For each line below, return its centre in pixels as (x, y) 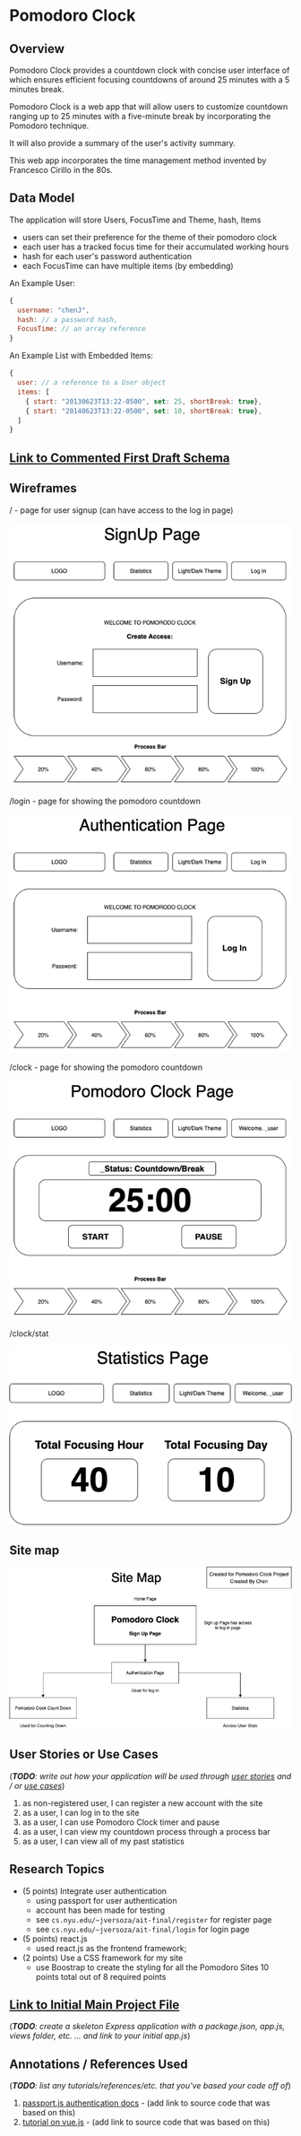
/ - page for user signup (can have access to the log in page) (121, 510)
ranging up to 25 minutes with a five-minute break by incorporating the (140, 116)
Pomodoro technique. (49, 126)
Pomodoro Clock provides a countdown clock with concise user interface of (150, 70)
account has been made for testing (100, 1910)
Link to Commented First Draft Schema (120, 458)
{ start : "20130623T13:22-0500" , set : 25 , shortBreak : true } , (144, 401)
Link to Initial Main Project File (95, 2005)
